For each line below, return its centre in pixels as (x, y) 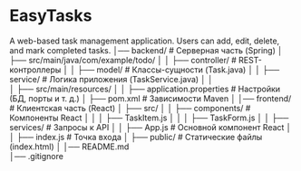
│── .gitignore (36, 156)
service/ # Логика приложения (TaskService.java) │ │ (112, 79)
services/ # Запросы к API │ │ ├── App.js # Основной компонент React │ (150, 127)
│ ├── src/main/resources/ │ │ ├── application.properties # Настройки (145, 89)
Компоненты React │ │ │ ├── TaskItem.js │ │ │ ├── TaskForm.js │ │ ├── (149, 118)
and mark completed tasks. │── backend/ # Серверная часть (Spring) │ (146, 50)
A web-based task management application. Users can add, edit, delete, (145, 41)
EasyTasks (51, 16)
